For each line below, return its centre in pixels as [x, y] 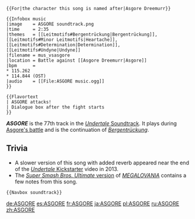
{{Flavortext [22, 97]
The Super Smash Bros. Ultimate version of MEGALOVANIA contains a [100, 175]
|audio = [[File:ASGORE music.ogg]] [55, 81]
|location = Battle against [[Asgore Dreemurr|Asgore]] [76, 61]
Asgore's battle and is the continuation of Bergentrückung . [78, 130]
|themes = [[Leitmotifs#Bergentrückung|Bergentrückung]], [82, 34]
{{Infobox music [26, 19]
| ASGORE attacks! [29, 102]
